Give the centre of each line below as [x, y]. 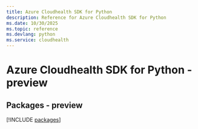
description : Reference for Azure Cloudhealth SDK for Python [86, 18]
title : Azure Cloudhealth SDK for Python [59, 12]
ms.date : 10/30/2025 [32, 23]
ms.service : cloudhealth [38, 40]
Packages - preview [45, 105]
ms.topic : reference [32, 29]
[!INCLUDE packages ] [34, 120]
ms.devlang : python [31, 35]
